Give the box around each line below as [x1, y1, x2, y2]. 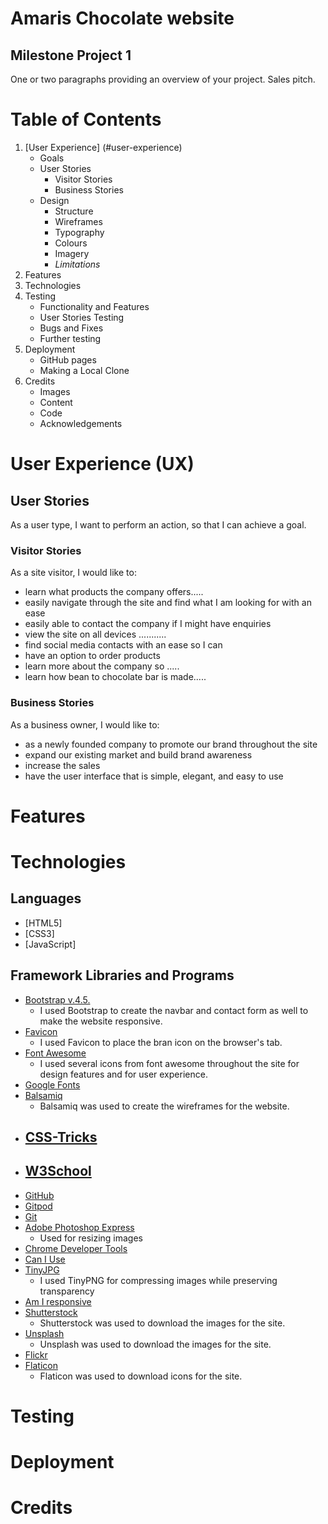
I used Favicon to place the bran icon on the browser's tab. [39, 1036, 283, 1048]
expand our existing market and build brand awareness [24, 748, 253, 761]
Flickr [24, 1348, 48, 1361]
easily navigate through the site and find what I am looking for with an [24, 597, 312, 609]
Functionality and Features [39, 300, 150, 312]
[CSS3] [24, 927, 55, 939]
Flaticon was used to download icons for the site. [39, 1370, 243, 1382]
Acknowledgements [39, 417, 123, 429]
